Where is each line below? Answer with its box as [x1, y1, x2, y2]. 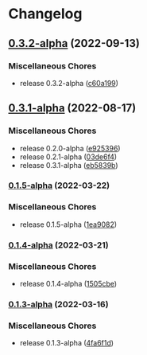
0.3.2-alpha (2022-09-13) [8, 37, 141, 50]
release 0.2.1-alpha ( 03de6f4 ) [19, 152, 118, 162]
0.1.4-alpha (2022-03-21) [8, 240, 109, 251]
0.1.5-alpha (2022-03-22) [8, 180, 110, 191]
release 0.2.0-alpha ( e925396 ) [19, 143, 121, 153]
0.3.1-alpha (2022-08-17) [8, 101, 137, 115]
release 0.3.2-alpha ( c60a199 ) [19, 78, 119, 88]
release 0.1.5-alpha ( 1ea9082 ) [19, 220, 118, 229]
